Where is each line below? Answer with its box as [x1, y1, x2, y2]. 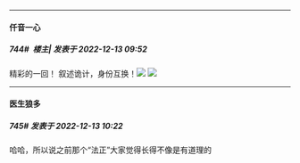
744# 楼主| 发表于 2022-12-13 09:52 [9, 44, 147, 54]
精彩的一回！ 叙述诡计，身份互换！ [9, 68, 137, 78]
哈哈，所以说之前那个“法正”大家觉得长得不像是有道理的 [9, 144, 212, 156]
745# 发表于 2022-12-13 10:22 [9, 120, 123, 131]
